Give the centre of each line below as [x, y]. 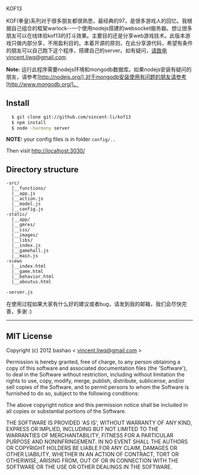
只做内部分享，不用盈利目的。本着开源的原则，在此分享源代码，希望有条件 [102, 43]
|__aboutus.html [31, 282]
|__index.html [29, 267]
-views [14, 261]
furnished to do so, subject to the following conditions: [73, 394]
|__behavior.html [33, 277]
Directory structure [42, 170]
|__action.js [28, 199]
